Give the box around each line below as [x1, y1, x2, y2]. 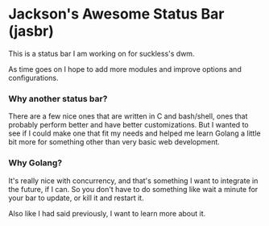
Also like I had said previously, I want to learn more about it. [8, 208, 206, 218]
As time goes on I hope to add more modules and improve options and [8, 64, 242, 73]
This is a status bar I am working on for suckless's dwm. [8, 48, 195, 58]
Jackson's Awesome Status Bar [8, 5, 225, 23]
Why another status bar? [8, 93, 108, 104]
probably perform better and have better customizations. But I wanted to [8, 120, 249, 130]
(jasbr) [8, 22, 55, 40]
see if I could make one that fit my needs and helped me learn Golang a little [8, 128, 261, 138]
